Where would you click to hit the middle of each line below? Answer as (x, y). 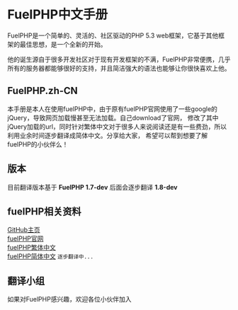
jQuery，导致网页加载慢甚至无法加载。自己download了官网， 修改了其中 (113, 117)
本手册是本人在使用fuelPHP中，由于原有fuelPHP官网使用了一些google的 (113, 109)
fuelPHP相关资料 (44, 211)
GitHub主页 (24, 230)
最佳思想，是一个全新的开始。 (63, 44)
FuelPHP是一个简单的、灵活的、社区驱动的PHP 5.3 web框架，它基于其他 (113, 35)
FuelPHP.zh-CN (42, 91)
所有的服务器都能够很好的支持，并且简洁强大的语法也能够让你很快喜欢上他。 (119, 68)
